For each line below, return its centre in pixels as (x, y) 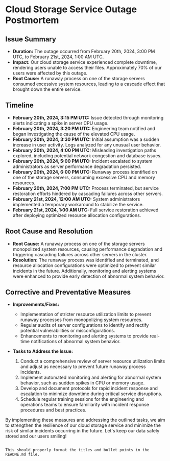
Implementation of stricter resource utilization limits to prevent (86, 314)
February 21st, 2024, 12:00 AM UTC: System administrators (76, 199)
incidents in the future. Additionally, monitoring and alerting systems (84, 271)
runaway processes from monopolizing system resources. (81, 320)
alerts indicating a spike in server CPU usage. (60, 123)
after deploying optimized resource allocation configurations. (77, 215)
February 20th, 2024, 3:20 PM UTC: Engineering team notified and (84, 128)
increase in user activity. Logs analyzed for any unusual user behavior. (87, 144)
